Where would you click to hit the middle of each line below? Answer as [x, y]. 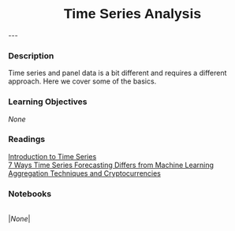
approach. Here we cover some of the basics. [82, 81]
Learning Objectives [48, 102]
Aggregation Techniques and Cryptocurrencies [85, 173]
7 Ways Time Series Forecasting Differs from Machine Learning [111, 165]
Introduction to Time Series [52, 156]
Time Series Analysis [132, 14]
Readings [27, 140]
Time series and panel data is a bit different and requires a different [117, 73]
